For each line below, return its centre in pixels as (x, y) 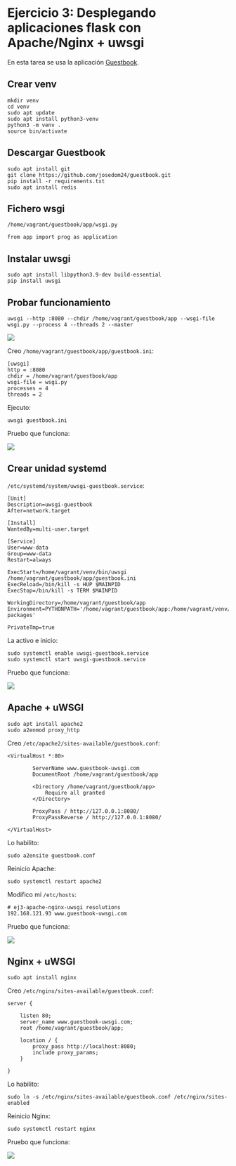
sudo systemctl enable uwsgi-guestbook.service (78, 653)
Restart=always (29, 559)
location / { (39, 1040)
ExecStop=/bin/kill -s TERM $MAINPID (63, 590)
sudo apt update (31, 113)
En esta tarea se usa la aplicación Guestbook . (73, 62)
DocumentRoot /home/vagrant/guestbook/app (96, 774)
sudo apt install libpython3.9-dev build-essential (84, 275)
